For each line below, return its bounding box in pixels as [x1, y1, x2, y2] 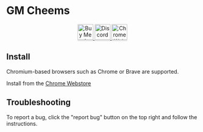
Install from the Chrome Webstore [6, 80, 91, 87]
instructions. [6, 120, 38, 127]
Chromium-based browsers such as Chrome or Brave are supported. [6, 68, 179, 75]
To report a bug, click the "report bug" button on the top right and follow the [6, 113, 198, 120]
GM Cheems [6, 4, 70, 18]
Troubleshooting [6, 97, 71, 108]
